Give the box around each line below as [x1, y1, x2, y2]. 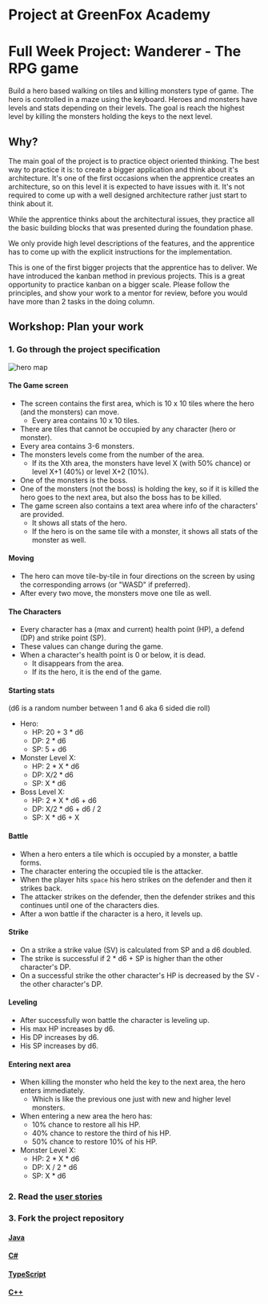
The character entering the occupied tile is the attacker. [19, 866, 204, 876]
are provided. [19, 509, 65, 519]
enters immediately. [19, 1086, 86, 1095]
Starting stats [8, 685, 55, 695]
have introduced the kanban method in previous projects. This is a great [8, 271, 246, 280]
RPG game [8, 59, 79, 78]
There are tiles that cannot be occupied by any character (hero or [19, 424, 236, 434]
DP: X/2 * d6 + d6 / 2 [31, 805, 102, 814]
